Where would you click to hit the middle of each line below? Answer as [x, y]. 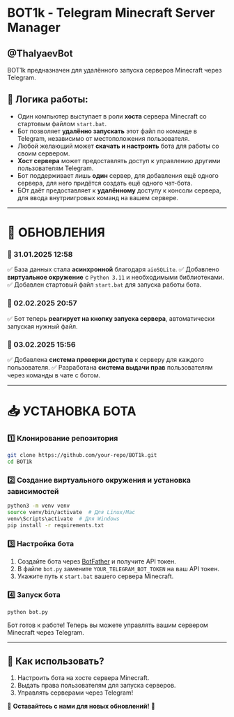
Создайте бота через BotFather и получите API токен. [96, 561]
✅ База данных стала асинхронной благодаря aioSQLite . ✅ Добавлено [113, 269]
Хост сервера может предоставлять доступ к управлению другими [119, 160]
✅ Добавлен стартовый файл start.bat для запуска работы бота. [104, 285]
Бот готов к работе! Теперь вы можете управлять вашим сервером [108, 625]
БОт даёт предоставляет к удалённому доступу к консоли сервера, [119, 190]
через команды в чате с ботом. [54, 375]
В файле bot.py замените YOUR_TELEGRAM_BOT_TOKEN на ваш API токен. [118, 569]
